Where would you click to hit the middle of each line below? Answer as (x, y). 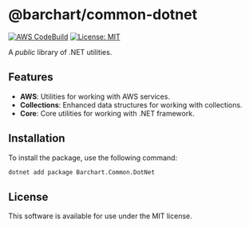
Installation (37, 138)
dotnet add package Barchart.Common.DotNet (82, 172)
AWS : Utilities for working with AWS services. (95, 96)
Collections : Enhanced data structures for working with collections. (131, 104)
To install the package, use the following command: (93, 158)
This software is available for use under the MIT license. (101, 216)
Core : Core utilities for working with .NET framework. (107, 113)
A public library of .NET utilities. (60, 52)
